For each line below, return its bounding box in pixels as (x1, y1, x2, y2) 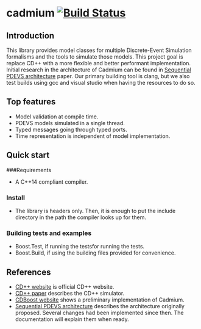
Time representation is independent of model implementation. (15, 132, 171, 140)
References (6, 267, 51, 277)
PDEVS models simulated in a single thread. (15, 119, 125, 126)
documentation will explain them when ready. (15, 316, 129, 323)
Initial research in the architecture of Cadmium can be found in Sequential (6, 66, 191, 73)
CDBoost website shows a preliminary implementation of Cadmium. (15, 296, 185, 303)
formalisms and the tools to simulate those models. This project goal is (6, 53, 184, 60)
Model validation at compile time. (15, 113, 99, 120)
